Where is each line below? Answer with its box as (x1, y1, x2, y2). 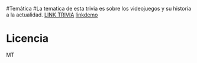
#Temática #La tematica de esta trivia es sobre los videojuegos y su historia (6, 5, 191, 12)
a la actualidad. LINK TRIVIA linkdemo (6, 11, 98, 18)
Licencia (6, 32, 49, 45)
